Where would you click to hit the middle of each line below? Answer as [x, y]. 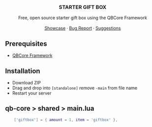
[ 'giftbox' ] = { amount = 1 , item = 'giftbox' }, [66, 120]
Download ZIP [26, 82]
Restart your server [32, 93]
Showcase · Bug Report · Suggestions [83, 28]
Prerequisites [26, 43]
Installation [23, 71]
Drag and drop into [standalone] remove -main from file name [75, 88]
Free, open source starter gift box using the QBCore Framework [83, 18]
